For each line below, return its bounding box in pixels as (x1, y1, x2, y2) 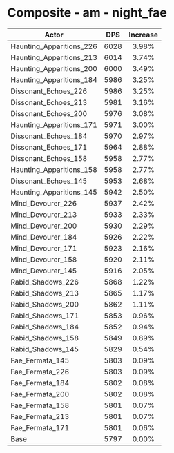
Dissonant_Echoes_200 (10, 108, 88, 118)
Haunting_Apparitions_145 (10, 187, 98, 197)
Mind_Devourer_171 (10, 243, 77, 253)
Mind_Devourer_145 (10, 266, 77, 276)
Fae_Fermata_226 (10, 367, 70, 376)
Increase (128, 30, 159, 39)
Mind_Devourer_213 (10, 209, 77, 219)
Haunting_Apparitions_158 (10, 164, 98, 174)
